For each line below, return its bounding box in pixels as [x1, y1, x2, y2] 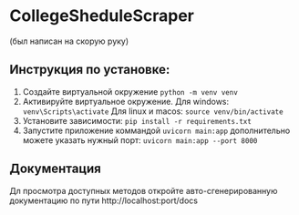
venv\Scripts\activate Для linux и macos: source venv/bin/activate [22, 106, 284, 117]
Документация [9, 161, 102, 177]
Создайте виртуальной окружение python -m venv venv [22, 86, 239, 97]
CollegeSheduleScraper [9, 5, 194, 26]
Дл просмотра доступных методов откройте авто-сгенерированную [9, 185, 278, 196]
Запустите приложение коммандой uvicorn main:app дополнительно [22, 125, 291, 136]
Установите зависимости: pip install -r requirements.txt [22, 115, 253, 126]
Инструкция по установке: [9, 62, 170, 77]
